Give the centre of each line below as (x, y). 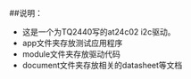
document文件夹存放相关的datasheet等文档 (102, 65)
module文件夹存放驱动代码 (71, 54)
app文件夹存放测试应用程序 (72, 43)
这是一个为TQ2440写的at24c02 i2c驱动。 (99, 32)
